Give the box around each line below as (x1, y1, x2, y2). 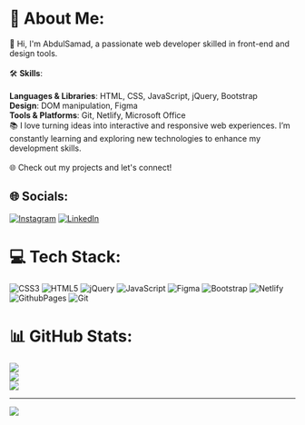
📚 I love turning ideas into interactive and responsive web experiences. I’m (9, 120, 290, 131)
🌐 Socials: (9, 189, 69, 204)
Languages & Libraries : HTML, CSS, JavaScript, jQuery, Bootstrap (9, 90, 259, 101)
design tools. (9, 47, 58, 58)
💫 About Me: (9, 8, 105, 29)
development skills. (9, 143, 82, 153)
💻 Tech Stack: (9, 246, 122, 267)
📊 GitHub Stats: (9, 326, 133, 346)
